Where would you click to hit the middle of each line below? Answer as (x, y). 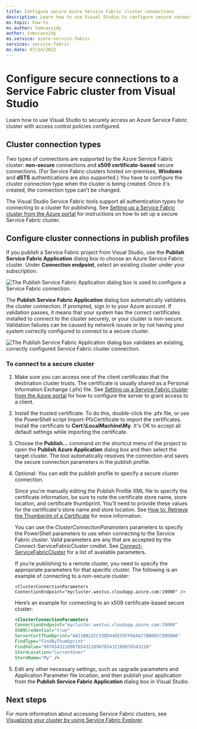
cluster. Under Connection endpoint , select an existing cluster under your (96, 265)
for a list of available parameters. (107, 552)
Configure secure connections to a (92, 78)
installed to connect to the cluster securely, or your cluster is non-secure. (95, 319)
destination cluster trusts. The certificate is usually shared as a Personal (101, 383)
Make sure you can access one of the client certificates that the (91, 377)
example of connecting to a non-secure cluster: (72, 576)
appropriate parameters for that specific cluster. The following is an (96, 569)
